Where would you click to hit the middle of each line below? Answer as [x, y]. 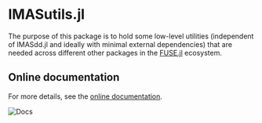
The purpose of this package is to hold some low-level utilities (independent [131, 36]
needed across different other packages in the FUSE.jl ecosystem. [115, 52]
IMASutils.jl [46, 14]
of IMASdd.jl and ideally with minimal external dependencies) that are [120, 44]
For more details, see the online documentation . [86, 96]
